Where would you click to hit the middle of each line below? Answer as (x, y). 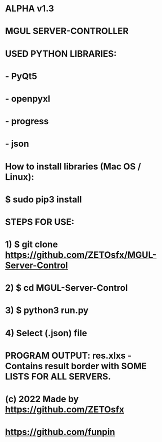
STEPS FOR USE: (40, 222)
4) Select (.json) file (46, 333)
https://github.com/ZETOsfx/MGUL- (81, 255)
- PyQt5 (21, 76)
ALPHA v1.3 (29, 9)
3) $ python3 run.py (47, 310)
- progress (27, 121)
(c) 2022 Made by (42, 399)
